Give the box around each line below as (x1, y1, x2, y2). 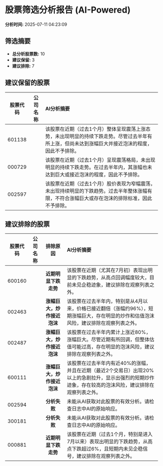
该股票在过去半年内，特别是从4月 (66, 298, 143, 305)
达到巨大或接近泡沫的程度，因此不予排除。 (45, 171, 143, 178)
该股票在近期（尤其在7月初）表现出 (66, 267, 148, 274)
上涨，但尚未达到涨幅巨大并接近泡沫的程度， (50, 140, 152, 147)
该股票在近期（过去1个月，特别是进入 (66, 431, 153, 438)
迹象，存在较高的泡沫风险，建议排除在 (66, 382, 154, 389)
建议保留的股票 (5, 79, 50, 87)
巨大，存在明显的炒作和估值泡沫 (81, 312, 154, 319)
